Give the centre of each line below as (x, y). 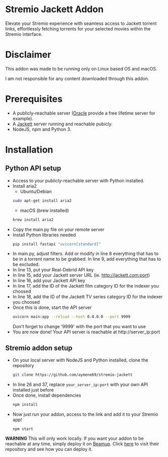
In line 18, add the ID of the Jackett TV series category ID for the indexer (88, 297)
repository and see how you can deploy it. (49, 449)
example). (23, 118)
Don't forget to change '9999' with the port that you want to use (79, 327)
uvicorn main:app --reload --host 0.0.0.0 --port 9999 (71, 317)
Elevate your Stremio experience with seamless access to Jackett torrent (81, 23)
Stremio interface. (24, 34)
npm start (23, 429)
